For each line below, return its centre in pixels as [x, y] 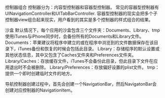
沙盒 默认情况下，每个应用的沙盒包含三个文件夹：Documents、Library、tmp [83, 30]
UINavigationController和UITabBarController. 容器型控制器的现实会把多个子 [81, 13]
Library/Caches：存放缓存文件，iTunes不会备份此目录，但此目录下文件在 [80, 61]
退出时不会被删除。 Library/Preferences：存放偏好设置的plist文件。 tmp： [84, 67]
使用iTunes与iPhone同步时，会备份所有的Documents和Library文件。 [75, 36]
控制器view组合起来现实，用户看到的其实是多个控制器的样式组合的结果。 [79, 20]
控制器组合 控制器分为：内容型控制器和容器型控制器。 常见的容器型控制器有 [82, 7]
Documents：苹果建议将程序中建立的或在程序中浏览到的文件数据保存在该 [80, 43]
